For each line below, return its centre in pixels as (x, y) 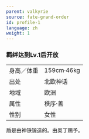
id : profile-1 (23, 22)
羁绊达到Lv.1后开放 (32, 55)
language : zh (22, 28)
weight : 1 (18, 33)
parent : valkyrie (27, 11)
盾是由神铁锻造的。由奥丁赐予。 (44, 130)
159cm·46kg (62, 70)
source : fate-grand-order (37, 17)
